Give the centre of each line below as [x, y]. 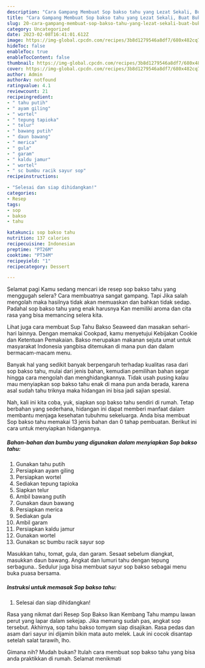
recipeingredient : [30, 97]
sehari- [181, 327]
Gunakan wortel [36, 536]
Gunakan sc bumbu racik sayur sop [60, 542]
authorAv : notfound [32, 80]
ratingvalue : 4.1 [29, 86]
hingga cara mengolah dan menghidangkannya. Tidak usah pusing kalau [98, 378]
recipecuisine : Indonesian [41, 244]
